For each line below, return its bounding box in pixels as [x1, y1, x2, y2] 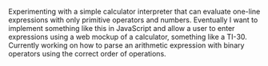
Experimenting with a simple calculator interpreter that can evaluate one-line [8, 7, 261, 16]
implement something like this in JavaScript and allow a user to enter [8, 24, 235, 33]
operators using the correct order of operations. [8, 49, 166, 58]
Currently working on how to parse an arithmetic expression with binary [8, 41, 245, 50]
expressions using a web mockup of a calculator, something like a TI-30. [8, 32, 248, 41]
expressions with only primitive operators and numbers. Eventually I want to [8, 15, 258, 25]
